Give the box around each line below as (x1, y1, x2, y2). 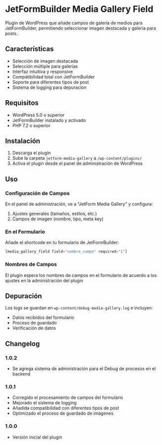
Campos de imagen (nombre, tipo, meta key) (12, 216, 104, 222)
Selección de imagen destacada (12, 58, 78, 64)
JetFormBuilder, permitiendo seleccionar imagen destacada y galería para (5, 25, 156, 31)
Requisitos (5, 99, 39, 107)
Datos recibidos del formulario (12, 315, 74, 320)
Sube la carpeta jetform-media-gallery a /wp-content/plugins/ (12, 155, 142, 161)
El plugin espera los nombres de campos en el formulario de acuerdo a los (5, 272, 157, 278)
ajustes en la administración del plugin (5, 277, 83, 283)
